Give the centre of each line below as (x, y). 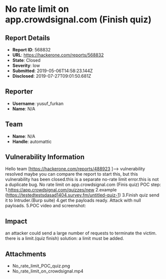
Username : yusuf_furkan (38, 103)
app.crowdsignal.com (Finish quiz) (78, 20)
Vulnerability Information (45, 157)
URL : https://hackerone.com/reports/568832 (58, 55)
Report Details (28, 38)
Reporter (19, 92)
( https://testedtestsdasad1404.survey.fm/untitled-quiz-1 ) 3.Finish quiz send (82, 195)
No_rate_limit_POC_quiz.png (41, 266)
